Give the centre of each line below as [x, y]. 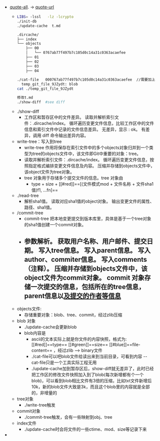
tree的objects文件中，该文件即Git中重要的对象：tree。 [87, 153]
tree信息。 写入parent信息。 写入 [101, 250]
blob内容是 [35, 333]
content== [42, 350]
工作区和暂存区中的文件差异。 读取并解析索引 [69, 117]
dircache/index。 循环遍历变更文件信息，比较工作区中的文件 [94, 123]
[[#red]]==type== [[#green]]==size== [70, 344]
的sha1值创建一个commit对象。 [55, 224]
